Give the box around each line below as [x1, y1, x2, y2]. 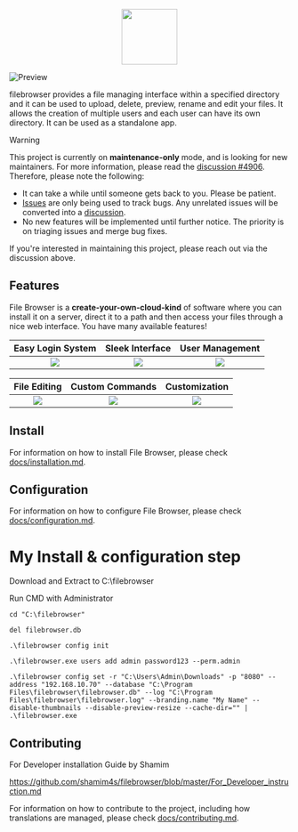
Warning [9, 134, 40, 145]
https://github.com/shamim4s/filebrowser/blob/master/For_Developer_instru [9, 777, 289, 788]
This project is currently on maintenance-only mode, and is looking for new [9, 152, 288, 162]
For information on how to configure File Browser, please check [9, 505, 242, 516]
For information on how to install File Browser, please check [9, 447, 229, 457]
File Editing [13, 380, 62, 392]
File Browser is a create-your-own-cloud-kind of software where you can [9, 302, 282, 312]
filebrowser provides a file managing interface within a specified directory [9, 89, 280, 100]
